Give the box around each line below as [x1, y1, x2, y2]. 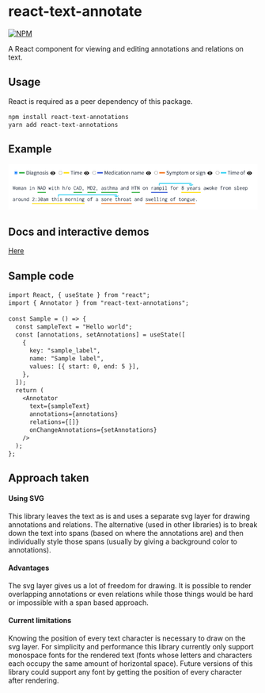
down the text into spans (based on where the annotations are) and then [8, 528, 244, 537]
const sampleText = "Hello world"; [15, 322, 133, 331]
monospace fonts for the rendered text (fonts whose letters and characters [8, 650, 253, 660]
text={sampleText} [28, 402, 90, 410]
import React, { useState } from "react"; [8, 291, 150, 299]
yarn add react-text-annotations [8, 121, 119, 129]
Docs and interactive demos [8, 225, 150, 238]
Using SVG [8, 493, 45, 502]
